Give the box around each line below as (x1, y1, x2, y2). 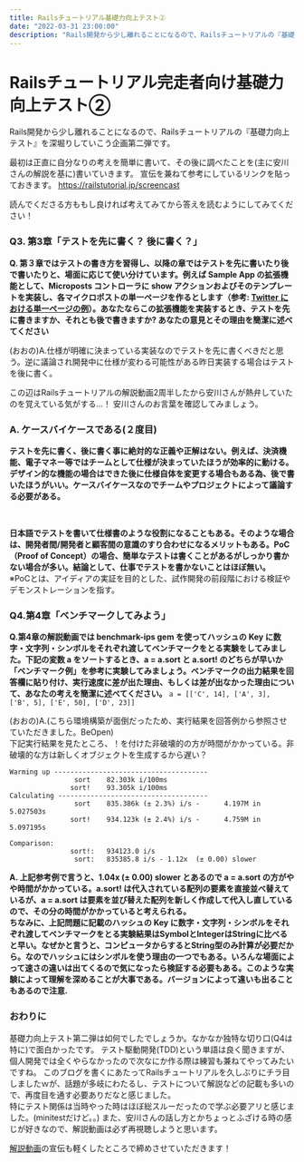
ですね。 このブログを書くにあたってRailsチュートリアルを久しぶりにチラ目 (9, 1067, 291, 1078)
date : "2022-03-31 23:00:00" (9, 22, 119, 31)
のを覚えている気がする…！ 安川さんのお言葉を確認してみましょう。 (9, 398, 264, 409)
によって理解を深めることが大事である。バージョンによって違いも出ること (16, 974, 294, 985)
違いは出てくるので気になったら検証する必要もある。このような (48, 962, 287, 973)
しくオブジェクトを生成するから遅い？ (64, 749, 208, 760)
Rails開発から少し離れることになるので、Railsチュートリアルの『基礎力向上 (9, 126, 290, 137)
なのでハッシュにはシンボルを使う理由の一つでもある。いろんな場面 (24, 952, 279, 962)
